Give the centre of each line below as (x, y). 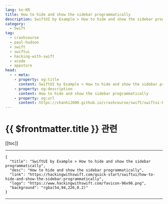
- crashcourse (24, 38)
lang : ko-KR (17, 10)
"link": (18, 175)
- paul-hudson (24, 42)
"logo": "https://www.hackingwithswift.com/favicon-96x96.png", (78, 183)
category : (15, 24)
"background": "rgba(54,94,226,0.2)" (49, 188)
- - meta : (20, 75)
